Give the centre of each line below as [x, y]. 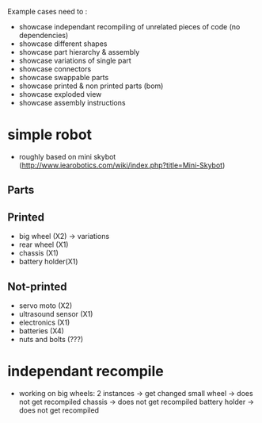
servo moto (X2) [46, 306]
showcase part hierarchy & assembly [79, 52]
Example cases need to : [47, 12]
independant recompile [85, 371]
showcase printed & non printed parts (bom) [91, 86]
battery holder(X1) [48, 262]
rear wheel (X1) [44, 244]
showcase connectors [55, 69]
